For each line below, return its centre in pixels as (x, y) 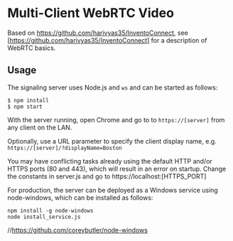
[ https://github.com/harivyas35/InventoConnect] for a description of (107, 40)
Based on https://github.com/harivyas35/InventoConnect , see (98, 33)
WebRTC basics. (32, 48)
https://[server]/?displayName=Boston (65, 148)
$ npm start (25, 107)
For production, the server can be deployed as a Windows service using (113, 190)
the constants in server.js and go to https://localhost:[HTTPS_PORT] (107, 176)
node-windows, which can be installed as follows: (80, 198)
